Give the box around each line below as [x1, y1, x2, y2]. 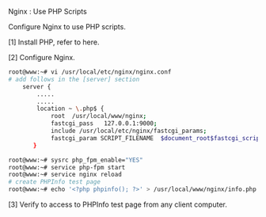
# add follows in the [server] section [8, 75, 140, 83]
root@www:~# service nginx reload [8, 170, 123, 179]
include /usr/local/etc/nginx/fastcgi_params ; [50, 127, 207, 135]
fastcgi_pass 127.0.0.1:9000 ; [50, 120, 158, 128]
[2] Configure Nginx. [8, 53, 75, 62]
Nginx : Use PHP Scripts [8, 7, 87, 16]
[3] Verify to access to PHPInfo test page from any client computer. [8, 200, 227, 209]
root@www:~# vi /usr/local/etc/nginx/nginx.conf [8, 68, 172, 76]
